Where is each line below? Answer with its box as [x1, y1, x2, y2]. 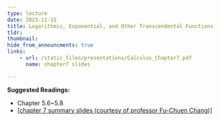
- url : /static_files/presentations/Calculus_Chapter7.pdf [19, 55, 192, 62]
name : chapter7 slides [25, 61, 91, 68]
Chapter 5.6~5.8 [16, 98, 64, 107]
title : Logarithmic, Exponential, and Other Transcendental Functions [7, 23, 214, 29]
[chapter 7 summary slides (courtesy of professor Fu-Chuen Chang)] [16, 106, 213, 114]
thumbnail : [7, 36, 38, 42]
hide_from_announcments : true [7, 42, 94, 49]
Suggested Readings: [7, 85, 70, 94]
